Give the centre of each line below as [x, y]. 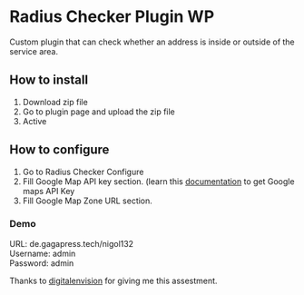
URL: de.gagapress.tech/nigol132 [72, 243]
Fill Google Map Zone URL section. [87, 201]
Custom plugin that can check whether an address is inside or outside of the [152, 42]
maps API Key [49, 191]
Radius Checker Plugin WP [112, 17]
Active [34, 121]
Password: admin [42, 263]
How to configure [59, 150]
